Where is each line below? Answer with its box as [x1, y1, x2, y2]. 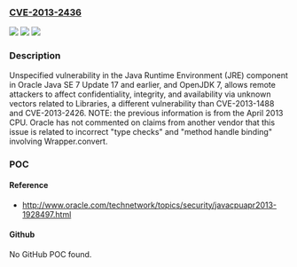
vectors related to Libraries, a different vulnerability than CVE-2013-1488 [9, 98, 275, 108]
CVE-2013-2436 [9, 6, 82, 19]
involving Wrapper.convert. [9, 136, 108, 146]
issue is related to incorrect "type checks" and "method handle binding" [9, 126, 273, 137]
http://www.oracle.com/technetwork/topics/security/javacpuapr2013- [21, 200, 277, 210]
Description [9, 50, 61, 62]
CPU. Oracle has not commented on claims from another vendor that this [9, 117, 276, 128]
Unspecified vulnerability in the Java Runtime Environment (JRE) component [9, 69, 288, 81]
